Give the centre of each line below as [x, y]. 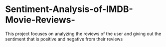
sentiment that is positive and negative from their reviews [64, 39]
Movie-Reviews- [40, 20]
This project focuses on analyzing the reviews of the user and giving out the [83, 33]
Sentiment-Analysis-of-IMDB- [69, 9]
